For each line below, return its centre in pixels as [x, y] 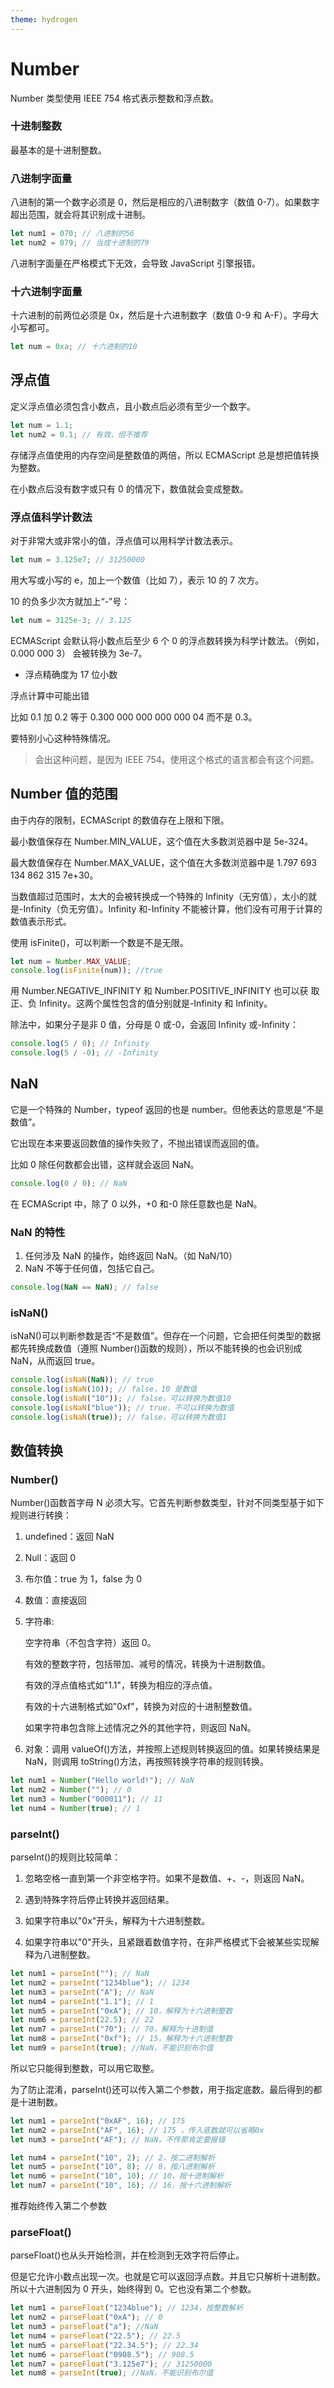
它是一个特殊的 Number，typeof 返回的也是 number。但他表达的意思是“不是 [167, 1109]
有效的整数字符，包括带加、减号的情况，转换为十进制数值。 [147, 1664]
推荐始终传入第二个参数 [58, 2206]
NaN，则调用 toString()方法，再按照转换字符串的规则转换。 [146, 1762]
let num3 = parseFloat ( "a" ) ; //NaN [84, 2327]
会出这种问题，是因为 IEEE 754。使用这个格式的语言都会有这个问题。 [177, 759]
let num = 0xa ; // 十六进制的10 [74, 347]
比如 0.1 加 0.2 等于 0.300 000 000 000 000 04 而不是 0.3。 [134, 717]
